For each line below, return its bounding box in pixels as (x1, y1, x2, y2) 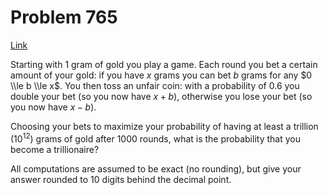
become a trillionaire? (10, 143, 100, 155)
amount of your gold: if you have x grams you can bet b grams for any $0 (10, 69, 313, 81)
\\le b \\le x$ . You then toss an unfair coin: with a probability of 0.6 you (10, 79, 300, 91)
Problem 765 (10, 6, 118, 29)
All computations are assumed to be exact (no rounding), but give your (10, 162, 302, 175)
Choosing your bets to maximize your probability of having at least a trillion (10, 120, 319, 132)
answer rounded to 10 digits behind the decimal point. (10, 173, 232, 185)
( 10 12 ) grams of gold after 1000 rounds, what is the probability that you (10, 131, 301, 145)
